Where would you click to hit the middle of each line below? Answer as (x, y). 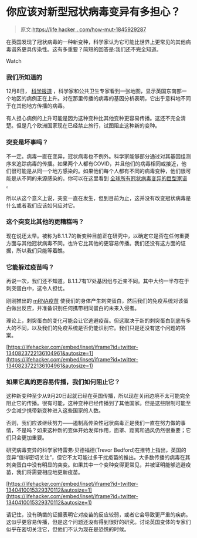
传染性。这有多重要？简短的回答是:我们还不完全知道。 (97, 49)
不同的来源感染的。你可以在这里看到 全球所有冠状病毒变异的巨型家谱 (104, 178)
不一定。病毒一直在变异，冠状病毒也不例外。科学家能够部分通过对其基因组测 (98, 156)
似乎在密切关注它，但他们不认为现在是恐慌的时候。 (68, 529)
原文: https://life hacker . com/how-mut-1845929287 (83, 29)
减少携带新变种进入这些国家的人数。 (60, 411)
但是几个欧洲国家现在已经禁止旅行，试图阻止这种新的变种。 (88, 126)
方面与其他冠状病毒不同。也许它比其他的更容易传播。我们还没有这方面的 (93, 243)
